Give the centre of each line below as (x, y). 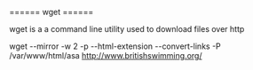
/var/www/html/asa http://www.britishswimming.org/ (106, 55)
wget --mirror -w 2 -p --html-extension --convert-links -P (115, 46)
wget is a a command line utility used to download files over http (127, 29)
